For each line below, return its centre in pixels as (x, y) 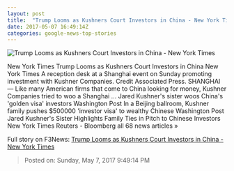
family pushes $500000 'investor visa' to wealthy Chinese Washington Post (116, 111)
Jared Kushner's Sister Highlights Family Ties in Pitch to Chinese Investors (114, 119)
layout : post (26, 14)
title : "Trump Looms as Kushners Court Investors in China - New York (113, 20)
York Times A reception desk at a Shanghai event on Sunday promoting (110, 74)
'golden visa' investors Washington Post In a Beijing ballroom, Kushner (108, 104)
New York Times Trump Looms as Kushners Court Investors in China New (113, 66)
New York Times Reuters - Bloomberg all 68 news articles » (93, 126)
